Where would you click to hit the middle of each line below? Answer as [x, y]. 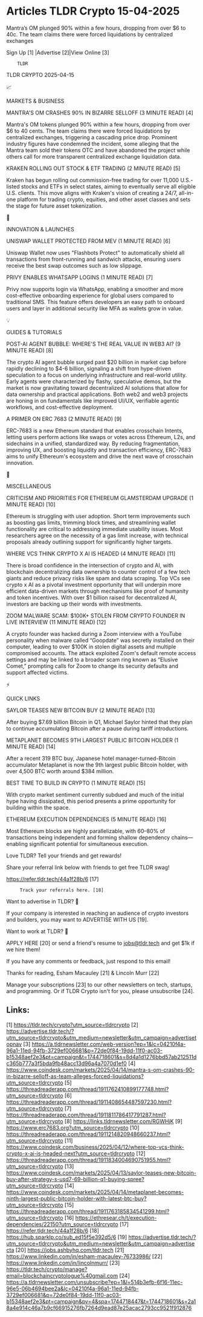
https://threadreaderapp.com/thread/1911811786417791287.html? [86, 1115]
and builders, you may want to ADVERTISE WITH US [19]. [77, 919]
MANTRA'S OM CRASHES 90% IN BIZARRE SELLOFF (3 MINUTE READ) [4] [100, 113]
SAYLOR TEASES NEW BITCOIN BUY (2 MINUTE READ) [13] [81, 710]
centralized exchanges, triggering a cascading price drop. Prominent [92, 137]
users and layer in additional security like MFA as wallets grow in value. [95, 308]
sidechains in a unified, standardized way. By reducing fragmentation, [93, 443]
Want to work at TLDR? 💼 [37, 931]
